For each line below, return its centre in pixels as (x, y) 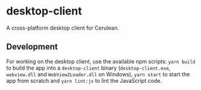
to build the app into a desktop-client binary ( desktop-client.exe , (88, 68)
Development (32, 47)
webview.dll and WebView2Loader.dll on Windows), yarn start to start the (98, 74)
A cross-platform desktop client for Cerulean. (63, 28)
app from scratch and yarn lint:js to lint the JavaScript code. (84, 80)
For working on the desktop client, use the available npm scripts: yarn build (101, 61)
